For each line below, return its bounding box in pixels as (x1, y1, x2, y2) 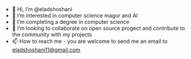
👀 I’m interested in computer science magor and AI (11, 12, 138, 19)
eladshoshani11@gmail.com (11, 46, 81, 53)
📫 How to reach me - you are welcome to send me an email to (11, 38, 168, 45)
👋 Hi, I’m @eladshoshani (11, 6, 72, 13)
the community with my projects (11, 31, 92, 38)
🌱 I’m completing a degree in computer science (11, 18, 130, 25)
